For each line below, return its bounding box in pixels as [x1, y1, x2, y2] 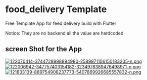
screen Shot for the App [5, 45, 82, 54]
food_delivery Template [5, 4, 107, 15]
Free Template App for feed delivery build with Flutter [5, 20, 117, 26]
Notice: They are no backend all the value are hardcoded [5, 30, 124, 36]
